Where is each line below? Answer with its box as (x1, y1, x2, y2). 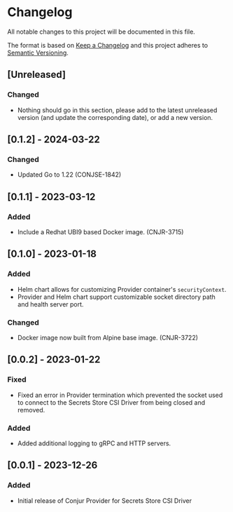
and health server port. (17, 299, 84, 309)
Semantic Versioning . (7, 48, 69, 57)
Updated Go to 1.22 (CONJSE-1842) (17, 170, 122, 179)
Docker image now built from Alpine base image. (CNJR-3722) (17, 333, 198, 342)
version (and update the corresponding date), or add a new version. (17, 113, 213, 121)
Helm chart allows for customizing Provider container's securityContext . (17, 285, 227, 293)
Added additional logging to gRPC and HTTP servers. (17, 439, 171, 447)
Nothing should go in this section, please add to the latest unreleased (17, 106, 218, 114)
